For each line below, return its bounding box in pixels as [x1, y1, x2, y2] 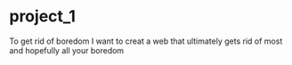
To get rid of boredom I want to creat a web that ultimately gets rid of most [9, 36, 283, 46]
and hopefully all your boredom [9, 45, 125, 55]
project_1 [9, 6, 76, 27]
